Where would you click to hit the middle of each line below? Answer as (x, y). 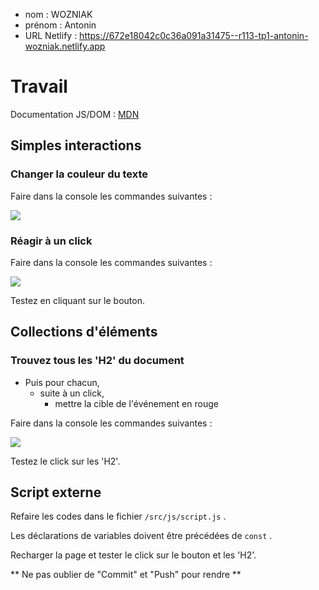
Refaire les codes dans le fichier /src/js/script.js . (118, 516)
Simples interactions (76, 145)
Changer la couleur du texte (79, 174)
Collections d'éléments (84, 332)
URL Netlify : (51, 35)
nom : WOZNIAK (58, 14)
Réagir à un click (51, 241)
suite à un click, (72, 393)
